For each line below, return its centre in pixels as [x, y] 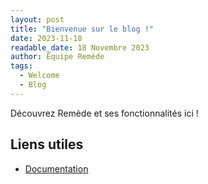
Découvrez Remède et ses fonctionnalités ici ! [104, 113]
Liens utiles [47, 144]
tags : [21, 66]
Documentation [56, 168]
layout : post [37, 19]
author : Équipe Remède [57, 57]
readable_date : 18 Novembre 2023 [80, 47]
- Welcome [39, 76]
